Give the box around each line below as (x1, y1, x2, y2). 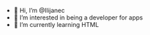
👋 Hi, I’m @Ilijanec (13, 7, 65, 14)
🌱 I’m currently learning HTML (13, 21, 99, 28)
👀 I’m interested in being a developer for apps (13, 13, 143, 22)
